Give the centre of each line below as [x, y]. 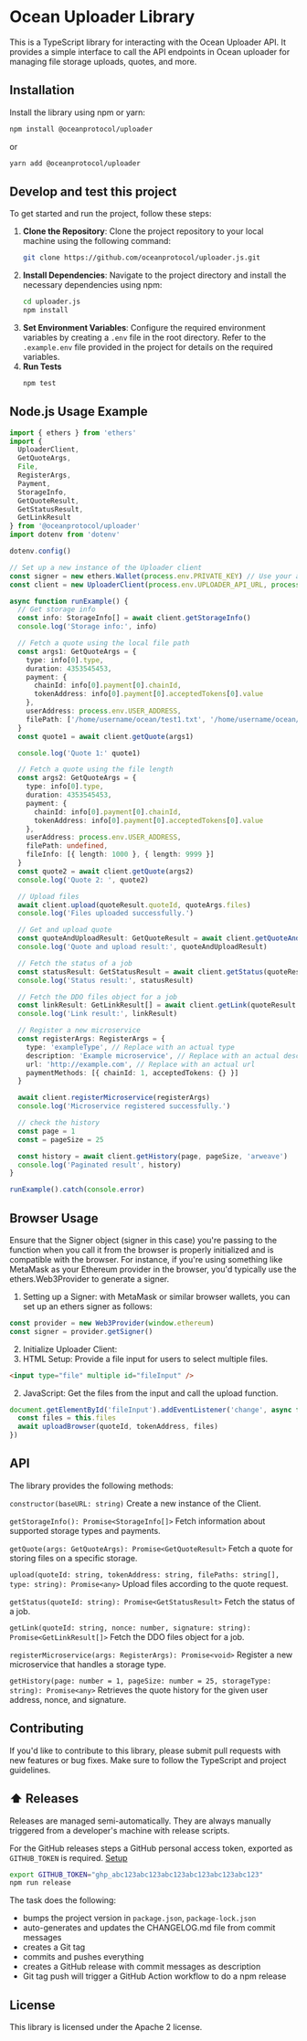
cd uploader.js [52, 302]
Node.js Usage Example [79, 412]
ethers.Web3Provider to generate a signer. [90, 1279]
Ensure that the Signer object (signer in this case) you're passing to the [143, 1240]
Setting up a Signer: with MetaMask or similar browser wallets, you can [156, 1296]
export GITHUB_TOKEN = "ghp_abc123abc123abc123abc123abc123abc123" [136, 1875]
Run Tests [42, 366]
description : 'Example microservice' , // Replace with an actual [153, 1056]
